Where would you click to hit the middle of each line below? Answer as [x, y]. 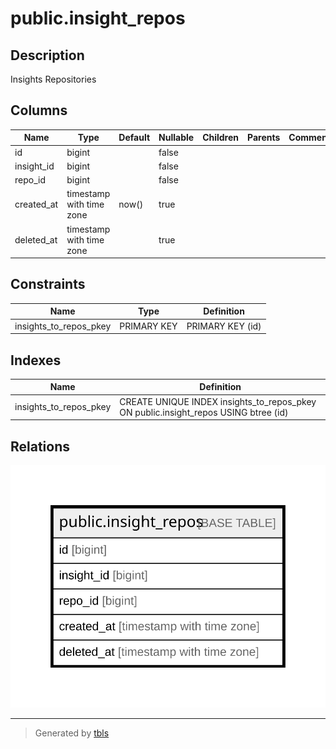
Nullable [176, 138]
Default [134, 138]
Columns [39, 110]
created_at [36, 204]
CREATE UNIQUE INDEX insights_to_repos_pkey [218, 401]
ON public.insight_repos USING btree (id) [204, 412]
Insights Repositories [53, 79]
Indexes [36, 360]
